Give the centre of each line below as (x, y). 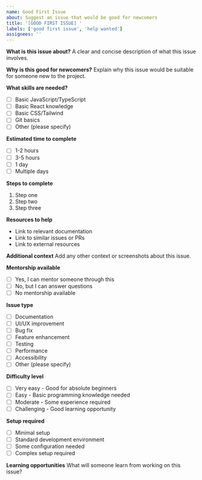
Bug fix (24, 330)
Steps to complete (30, 183)
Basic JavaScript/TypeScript (50, 100)
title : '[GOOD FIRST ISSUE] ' (44, 23)
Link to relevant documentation (53, 231)
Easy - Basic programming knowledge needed (73, 395)
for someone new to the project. (46, 76)
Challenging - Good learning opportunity (65, 409)
